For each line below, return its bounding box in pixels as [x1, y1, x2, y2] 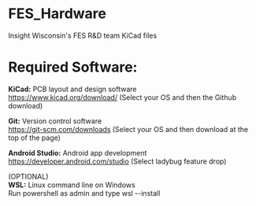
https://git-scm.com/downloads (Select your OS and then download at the [8, 124, 249, 134]
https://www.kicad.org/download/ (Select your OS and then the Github [8, 92, 237, 102]
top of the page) [8, 133, 61, 142]
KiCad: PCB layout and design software [8, 84, 137, 94]
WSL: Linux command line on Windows [8, 180, 135, 189]
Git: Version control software [8, 116, 102, 126]
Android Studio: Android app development [8, 148, 147, 157]
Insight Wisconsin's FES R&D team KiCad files [8, 31, 158, 40]
